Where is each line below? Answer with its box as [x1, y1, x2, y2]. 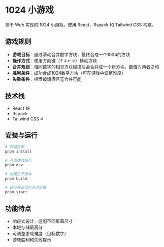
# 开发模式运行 [5, 158, 32, 163]
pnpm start [5, 189, 28, 194]
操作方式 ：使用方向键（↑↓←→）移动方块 [12, 58, 97, 63]
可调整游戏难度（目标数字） [12, 231, 69, 237]
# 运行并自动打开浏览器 [5, 185, 47, 190]
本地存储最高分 [12, 224, 43, 230]
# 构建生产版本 [5, 171, 32, 176]
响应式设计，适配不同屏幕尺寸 [12, 218, 73, 224]
